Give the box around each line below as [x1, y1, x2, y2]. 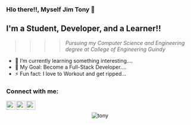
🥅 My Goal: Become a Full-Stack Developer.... [14, 63, 127, 70]
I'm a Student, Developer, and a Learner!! [6, 24, 162, 34]
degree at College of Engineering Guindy [65, 46, 165, 53]
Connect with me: [6, 87, 59, 95]
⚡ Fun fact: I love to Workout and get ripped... [14, 70, 127, 77]
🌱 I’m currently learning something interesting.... [14, 57, 133, 64]
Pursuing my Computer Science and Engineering [65, 39, 185, 46]
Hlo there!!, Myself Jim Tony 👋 [6, 5, 95, 14]
